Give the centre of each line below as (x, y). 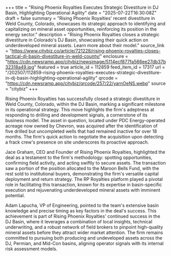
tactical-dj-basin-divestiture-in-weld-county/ (53, 56)
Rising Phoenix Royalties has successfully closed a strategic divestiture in (83, 99)
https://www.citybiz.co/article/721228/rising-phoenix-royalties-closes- (86, 51)
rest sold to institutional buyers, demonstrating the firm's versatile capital (82, 174)
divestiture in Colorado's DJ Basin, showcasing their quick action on (77, 40)
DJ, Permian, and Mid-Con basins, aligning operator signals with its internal (84, 243)
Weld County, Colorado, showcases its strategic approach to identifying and (86, 24)
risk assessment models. (31, 249)
